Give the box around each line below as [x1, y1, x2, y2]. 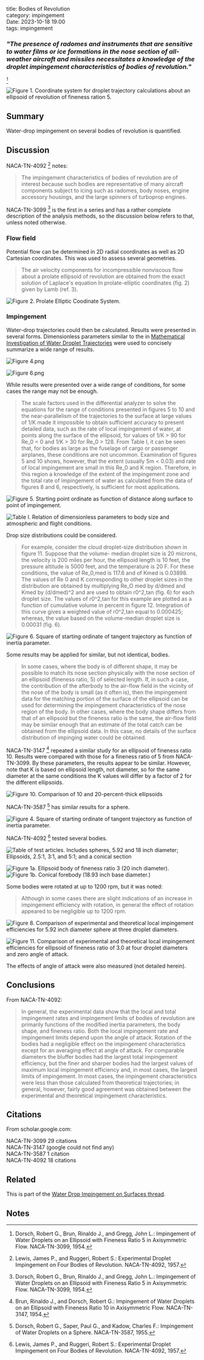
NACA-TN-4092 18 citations [6, 1157, 76, 1164]
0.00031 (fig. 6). [21, 620, 62, 628]
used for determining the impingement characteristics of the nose [21, 701, 186, 709]
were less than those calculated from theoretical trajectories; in [21, 1079, 180, 1086]
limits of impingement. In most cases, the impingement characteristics [21, 1072, 197, 1080]
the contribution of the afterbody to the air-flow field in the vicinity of [21, 682, 194, 689]
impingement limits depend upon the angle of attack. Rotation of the [21, 1033, 192, 1041]
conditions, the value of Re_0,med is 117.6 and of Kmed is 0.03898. [21, 569, 188, 577]
